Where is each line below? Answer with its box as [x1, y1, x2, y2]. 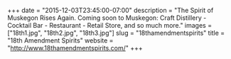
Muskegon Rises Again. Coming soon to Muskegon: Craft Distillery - [7, 14, 207, 22]
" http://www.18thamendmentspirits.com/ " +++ [7, 44, 144, 52]
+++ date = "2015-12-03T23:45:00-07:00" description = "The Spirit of [7, 6, 214, 14]
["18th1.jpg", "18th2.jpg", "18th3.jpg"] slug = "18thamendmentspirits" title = [7, 28, 225, 37]
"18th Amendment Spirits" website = [7, 36, 114, 45]
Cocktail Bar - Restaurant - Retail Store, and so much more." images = [7, 21, 212, 29]
